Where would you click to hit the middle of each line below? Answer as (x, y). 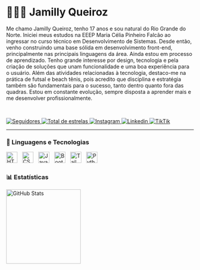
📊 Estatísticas (27, 177)
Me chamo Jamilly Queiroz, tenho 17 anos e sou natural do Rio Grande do (96, 29)
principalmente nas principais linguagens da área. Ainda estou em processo (99, 54)
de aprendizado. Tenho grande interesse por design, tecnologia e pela (92, 60)
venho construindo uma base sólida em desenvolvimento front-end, (89, 48)
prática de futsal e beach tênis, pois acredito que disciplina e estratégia (94, 79)
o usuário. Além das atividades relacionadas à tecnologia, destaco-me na (96, 73)
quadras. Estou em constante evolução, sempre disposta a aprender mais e (99, 92)
